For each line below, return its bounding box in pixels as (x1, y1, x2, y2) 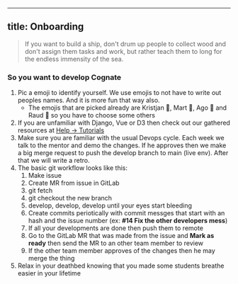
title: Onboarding (7, 21, 84, 33)
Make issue (28, 171, 62, 180)
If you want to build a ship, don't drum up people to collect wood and (24, 40, 227, 48)
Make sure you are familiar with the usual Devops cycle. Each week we (17, 134, 225, 142)
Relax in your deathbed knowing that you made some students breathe (17, 261, 225, 270)
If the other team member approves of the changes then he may (28, 246, 216, 255)
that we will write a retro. (17, 157, 90, 165)
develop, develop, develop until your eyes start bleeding (28, 201, 193, 210)
